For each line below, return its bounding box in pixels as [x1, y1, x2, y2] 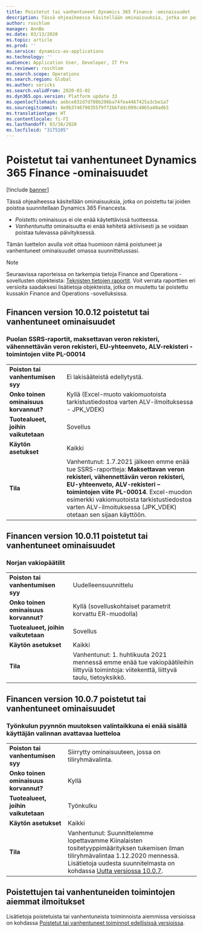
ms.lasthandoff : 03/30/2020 [6, 122, 77, 128]
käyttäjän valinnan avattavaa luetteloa [6, 729, 121, 738]
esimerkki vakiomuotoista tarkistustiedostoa [66, 495, 192, 503]
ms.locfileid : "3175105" [6, 127, 69, 133]
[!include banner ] [6, 186, 50, 193]
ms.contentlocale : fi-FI [6, 116, 69, 122]
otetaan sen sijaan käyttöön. [66, 510, 147, 518]
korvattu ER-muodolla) [72, 610, 138, 618]
